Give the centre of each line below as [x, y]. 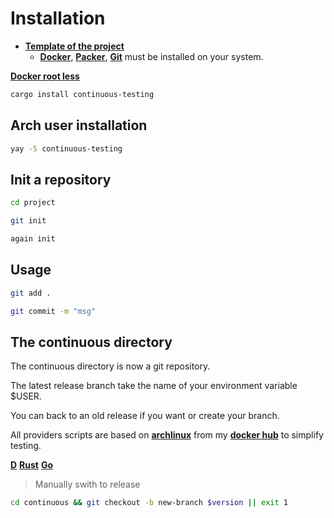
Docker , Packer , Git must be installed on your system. [151, 56]
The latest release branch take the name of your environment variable [154, 386]
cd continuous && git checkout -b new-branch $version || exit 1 [149, 503]
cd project [33, 203]
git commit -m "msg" [53, 311]
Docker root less [45, 76]
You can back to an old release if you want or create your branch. [145, 416]
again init [33, 239]
